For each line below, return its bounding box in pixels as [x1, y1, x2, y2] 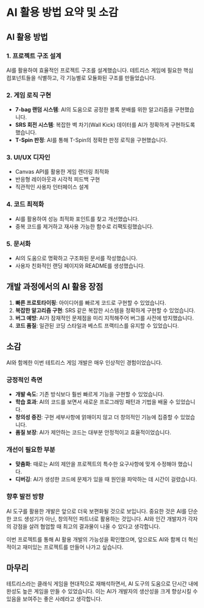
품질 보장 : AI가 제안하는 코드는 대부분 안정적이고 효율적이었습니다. [15, 428, 172, 436]
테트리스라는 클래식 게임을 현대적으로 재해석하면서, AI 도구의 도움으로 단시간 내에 [6, 580, 199, 587]
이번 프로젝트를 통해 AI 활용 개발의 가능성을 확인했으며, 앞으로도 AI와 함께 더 [6, 535, 187, 543]
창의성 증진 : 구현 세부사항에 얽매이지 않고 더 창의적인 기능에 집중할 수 [15, 413, 179, 421]
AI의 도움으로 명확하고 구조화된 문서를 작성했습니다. [15, 254, 138, 262]
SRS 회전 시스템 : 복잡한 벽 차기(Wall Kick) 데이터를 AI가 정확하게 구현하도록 [15, 121, 195, 129]
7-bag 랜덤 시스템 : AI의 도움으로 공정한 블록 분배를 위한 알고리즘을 [15, 106, 174, 113]
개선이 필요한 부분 [6, 445, 56, 454]
